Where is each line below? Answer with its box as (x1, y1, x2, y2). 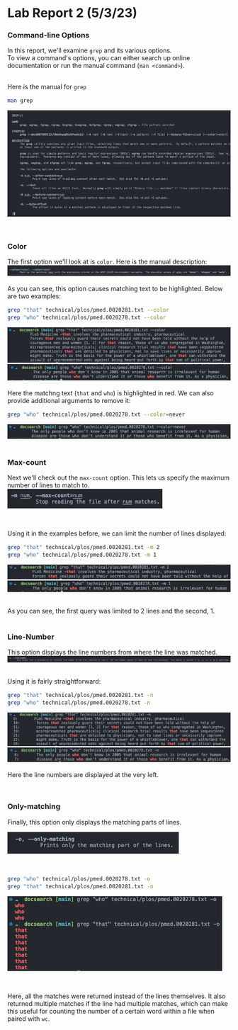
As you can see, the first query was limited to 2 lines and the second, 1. (7, 606, 215, 615)
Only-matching (7, 802, 61, 812)
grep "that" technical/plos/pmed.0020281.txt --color (7, 307, 170, 314)
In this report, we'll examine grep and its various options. (7, 46, 172, 55)
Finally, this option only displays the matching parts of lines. (7, 817, 182, 826)
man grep (7, 97, 33, 104)
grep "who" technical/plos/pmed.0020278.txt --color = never (7, 411, 186, 419)
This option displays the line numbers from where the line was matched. (7, 648, 218, 657)
